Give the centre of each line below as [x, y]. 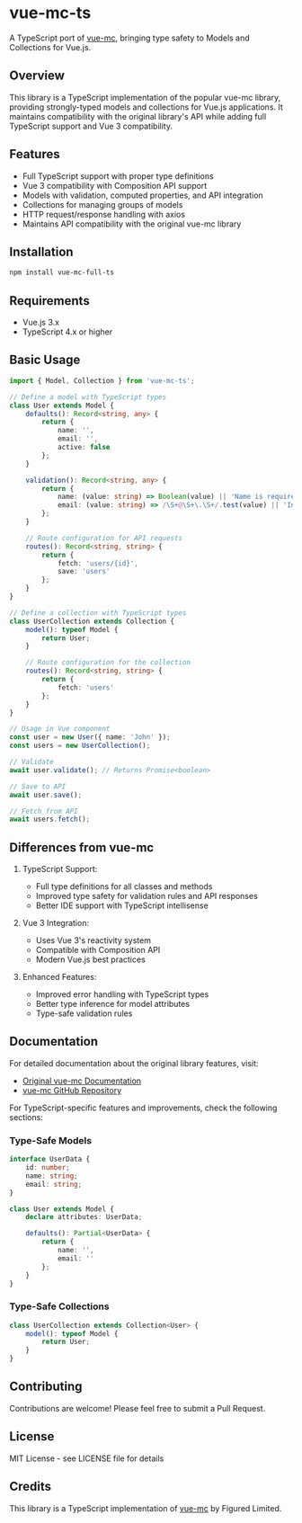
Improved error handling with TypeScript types [122, 994]
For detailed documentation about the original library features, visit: [134, 1063]
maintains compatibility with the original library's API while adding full [138, 116]
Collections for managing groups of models [102, 204]
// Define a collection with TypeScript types [98, 613]
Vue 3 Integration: [56, 923]
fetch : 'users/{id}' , [98, 563]
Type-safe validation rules [84, 1013]
